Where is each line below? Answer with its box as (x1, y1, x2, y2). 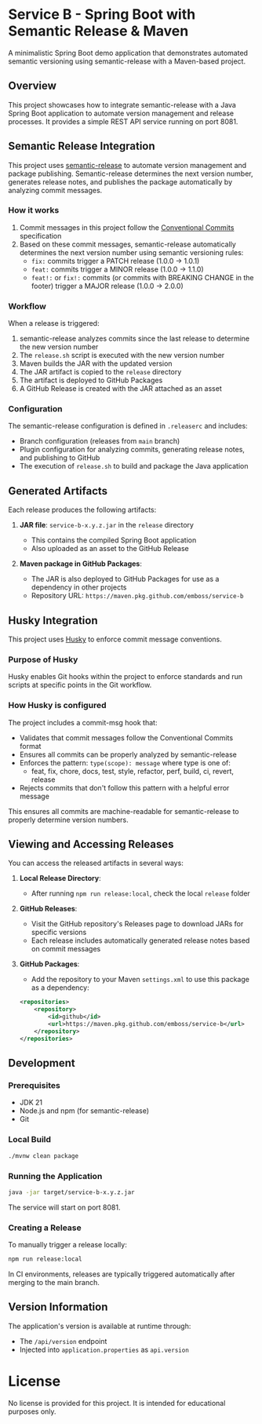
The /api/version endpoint (19, 1336, 107, 1345)
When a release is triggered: (8, 319, 100, 328)
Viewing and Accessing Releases (8, 838, 174, 851)
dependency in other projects (31, 582, 127, 592)
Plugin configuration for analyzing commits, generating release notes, (19, 445, 246, 455)
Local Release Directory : (19, 874, 101, 883)
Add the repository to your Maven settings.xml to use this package (31, 975, 249, 984)
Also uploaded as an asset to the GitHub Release (31, 544, 190, 553)
